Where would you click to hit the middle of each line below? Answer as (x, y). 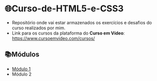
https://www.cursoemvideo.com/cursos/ (53, 38)
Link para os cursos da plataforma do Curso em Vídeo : (68, 33)
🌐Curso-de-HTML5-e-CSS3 (64, 9)
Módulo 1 (21, 69)
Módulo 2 (22, 74)
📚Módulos (22, 55)
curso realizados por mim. (39, 28)
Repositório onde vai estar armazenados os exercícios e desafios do (82, 22)
